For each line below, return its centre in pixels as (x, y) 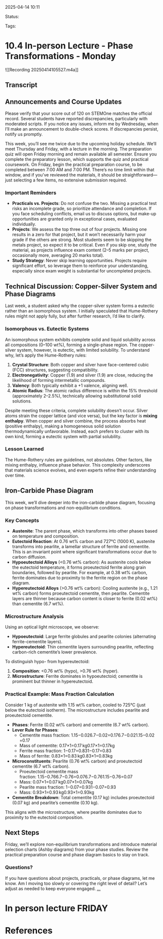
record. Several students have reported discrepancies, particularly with (76, 119)
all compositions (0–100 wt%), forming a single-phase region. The (71, 345)
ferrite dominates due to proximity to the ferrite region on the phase (80, 578)
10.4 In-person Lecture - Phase (69, 46)
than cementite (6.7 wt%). (38, 604)
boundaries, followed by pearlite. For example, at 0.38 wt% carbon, (80, 572)
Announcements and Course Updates (63, 101)
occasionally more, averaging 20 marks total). (58, 255)
